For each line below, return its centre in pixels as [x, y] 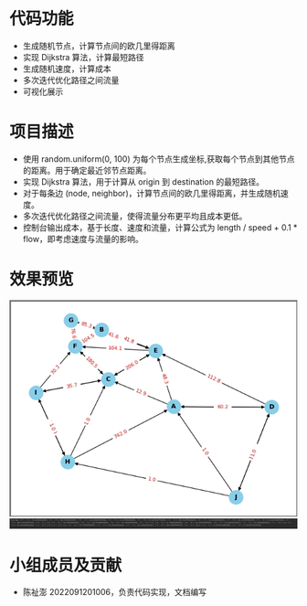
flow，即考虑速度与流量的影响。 [83, 239]
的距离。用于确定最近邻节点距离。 [87, 170]
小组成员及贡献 [66, 565]
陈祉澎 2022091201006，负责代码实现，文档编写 [115, 592]
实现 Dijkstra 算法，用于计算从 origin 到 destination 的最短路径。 [143, 181]
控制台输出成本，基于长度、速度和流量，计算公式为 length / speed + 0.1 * [160, 227]
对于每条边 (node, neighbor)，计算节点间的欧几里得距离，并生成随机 [152, 193]
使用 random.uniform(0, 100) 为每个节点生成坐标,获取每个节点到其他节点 [159, 159]
